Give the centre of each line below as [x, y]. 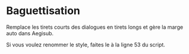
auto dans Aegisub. [30, 33]
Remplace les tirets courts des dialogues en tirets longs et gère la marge [94, 27]
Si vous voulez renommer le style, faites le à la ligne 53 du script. [86, 45]
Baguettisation [43, 11]
